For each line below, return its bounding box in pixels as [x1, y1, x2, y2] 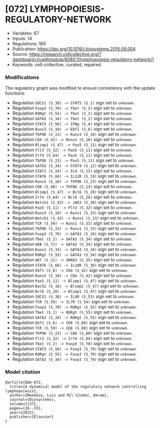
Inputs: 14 [12, 35, 32, 41]
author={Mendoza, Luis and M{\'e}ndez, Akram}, [9, 393, 109, 397]
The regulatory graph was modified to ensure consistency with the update [5, 85, 156, 91]
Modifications [5, 74, 39, 81]
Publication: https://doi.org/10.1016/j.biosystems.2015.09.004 [12, 46, 136, 52]
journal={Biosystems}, [9, 397, 56, 402]
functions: [5, 90, 26, 97]
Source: [12, 51, 29, 57]
